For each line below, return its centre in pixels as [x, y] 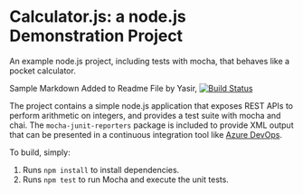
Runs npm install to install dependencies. [101, 170]
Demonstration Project [96, 36]
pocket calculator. [43, 71]
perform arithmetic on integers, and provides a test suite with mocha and [145, 115]
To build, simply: [40, 152]
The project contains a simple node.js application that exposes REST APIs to [151, 105]
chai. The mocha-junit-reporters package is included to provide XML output [151, 125]
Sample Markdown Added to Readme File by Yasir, [103, 88]
